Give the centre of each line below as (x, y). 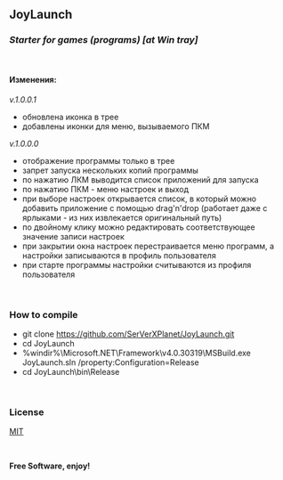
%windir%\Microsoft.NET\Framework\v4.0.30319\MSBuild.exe (137, 353)
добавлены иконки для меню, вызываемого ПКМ (116, 126)
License (27, 412)
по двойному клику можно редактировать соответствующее (138, 227)
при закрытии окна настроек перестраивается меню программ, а (148, 246)
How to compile (44, 314)
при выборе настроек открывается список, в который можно (139, 199)
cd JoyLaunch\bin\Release (71, 372)
